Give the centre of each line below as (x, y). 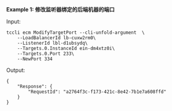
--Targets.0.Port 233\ (46, 54)
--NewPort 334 (35, 59)
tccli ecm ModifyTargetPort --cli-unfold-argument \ (76, 33)
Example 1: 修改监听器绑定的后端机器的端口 (61, 9)
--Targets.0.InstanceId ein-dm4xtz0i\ (66, 48)
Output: (16, 70)
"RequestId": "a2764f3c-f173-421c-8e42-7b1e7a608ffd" (97, 92)
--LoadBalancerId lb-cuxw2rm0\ (57, 38)
